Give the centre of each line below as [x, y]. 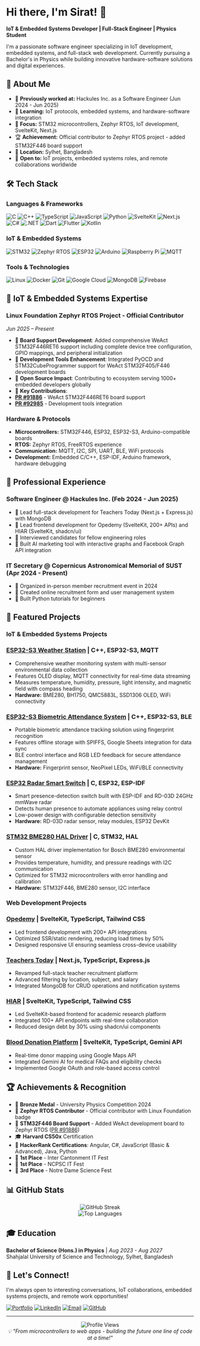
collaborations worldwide [46, 164]
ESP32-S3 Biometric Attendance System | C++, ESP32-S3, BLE [99, 716]
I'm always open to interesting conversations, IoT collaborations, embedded [99, 1289]
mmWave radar [33, 802]
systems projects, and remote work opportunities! [67, 1296]
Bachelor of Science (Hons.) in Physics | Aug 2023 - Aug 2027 [84, 1251]
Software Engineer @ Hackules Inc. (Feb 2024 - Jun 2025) [92, 499]
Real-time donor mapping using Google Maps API [76, 1055]
